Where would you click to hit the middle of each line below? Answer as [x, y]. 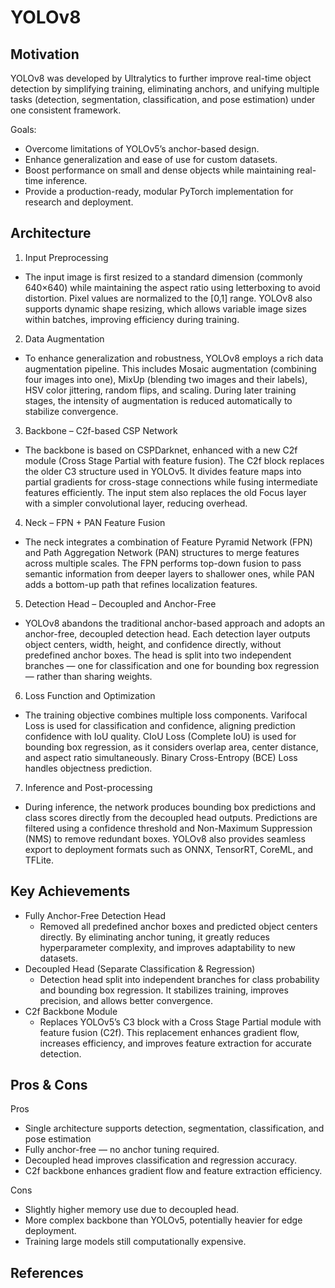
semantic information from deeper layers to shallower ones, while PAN [169, 573]
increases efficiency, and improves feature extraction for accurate [175, 1043]
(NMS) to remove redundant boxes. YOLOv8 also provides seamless [165, 838]
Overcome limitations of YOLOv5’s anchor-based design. [142, 149]
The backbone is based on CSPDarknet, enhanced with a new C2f [161, 450]
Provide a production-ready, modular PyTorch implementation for [159, 191]
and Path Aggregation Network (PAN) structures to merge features [162, 552]
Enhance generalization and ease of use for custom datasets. [151, 159]
